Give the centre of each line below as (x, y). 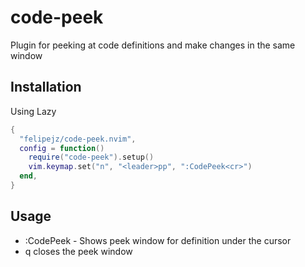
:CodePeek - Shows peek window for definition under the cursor (158, 240)
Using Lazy (33, 111)
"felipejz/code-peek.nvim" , (78, 139)
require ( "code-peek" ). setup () (91, 157)
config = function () (62, 148)
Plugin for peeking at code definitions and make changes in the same (153, 45)
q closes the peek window (78, 251)
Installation (46, 87)
